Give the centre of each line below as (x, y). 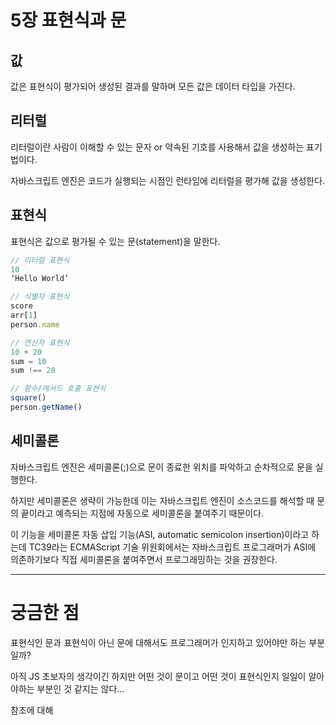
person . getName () (46, 407)
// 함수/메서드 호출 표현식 (58, 389)
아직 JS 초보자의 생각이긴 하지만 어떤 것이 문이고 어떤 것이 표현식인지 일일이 (158, 676)
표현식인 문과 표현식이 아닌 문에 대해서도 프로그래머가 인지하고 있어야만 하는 (158, 642)
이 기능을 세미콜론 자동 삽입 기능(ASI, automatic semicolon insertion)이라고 (160, 534)
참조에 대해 (32, 710)
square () (28, 398)
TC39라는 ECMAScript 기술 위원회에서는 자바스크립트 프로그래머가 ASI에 (172, 547)
